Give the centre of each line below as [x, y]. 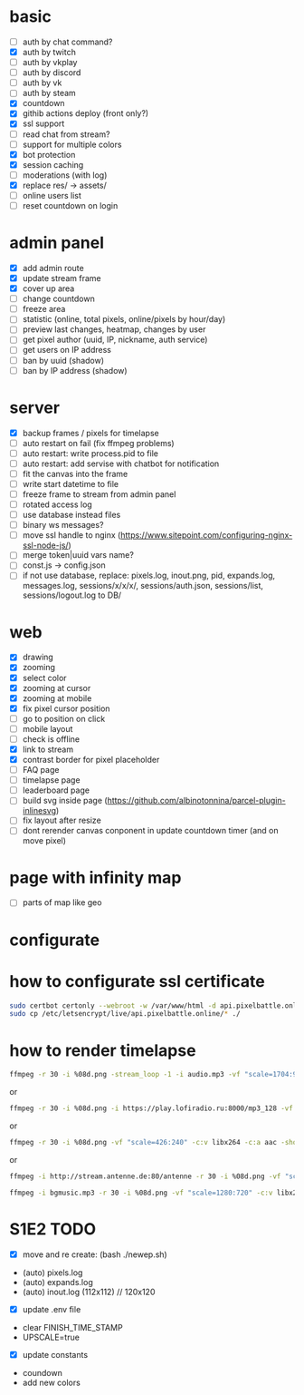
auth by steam [49, 93]
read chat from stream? [66, 134]
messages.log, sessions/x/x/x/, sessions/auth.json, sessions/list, [143, 586]
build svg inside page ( [65, 801]
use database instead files [71, 515]
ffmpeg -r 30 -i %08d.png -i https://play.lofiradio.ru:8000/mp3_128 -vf [152, 1108]
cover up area [48, 288]
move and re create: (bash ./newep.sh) [95, 1254]
